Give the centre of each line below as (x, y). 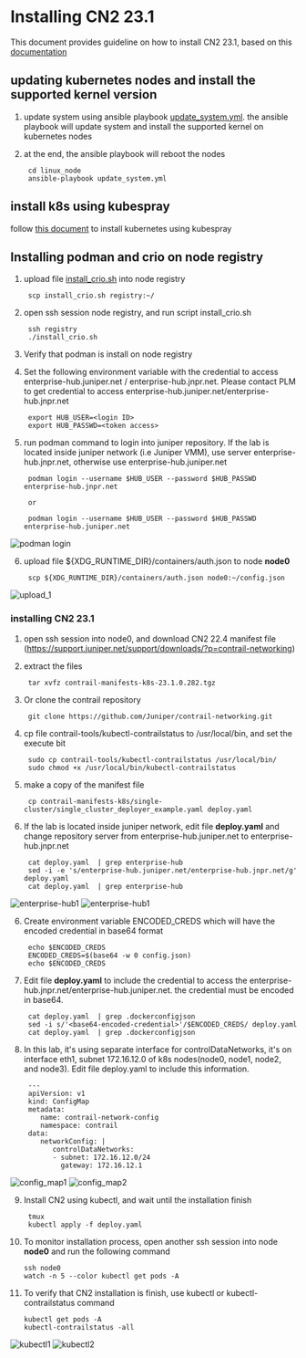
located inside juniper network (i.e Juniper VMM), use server (138, 453)
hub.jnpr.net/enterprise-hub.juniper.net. (98, 990)
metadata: (46, 1109)
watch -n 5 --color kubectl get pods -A (101, 1276)
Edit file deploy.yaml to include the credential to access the (136, 980)
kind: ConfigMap (59, 1102)
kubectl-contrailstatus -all (79, 1327)
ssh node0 (42, 1268)
